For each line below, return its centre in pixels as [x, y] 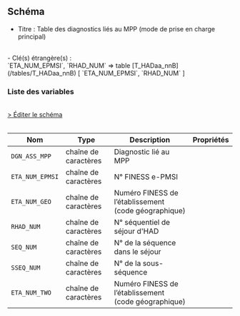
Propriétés [211, 140]
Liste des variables [41, 91]
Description [150, 140]
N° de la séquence [145, 243]
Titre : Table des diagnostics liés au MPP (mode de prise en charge [116, 29]
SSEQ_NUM [26, 268]
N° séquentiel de [142, 223]
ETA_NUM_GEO [31, 202]
